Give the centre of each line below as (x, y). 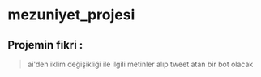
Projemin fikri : (45, 45)
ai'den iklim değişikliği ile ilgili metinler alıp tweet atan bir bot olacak (140, 64)
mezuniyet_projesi (71, 15)
